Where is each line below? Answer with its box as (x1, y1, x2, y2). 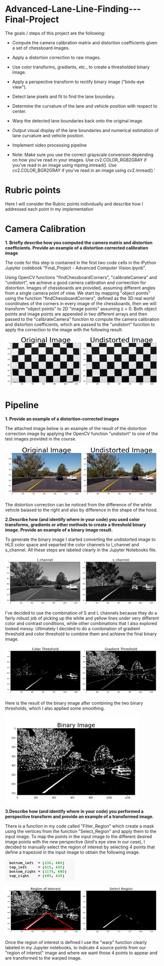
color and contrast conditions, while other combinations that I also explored (5, 621, 158, 626)
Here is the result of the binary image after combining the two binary (5, 700, 143, 706)
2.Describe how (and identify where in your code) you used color (5, 517, 140, 523)
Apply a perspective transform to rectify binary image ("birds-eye (12, 79, 144, 85)
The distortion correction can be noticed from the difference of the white (5, 502, 152, 508)
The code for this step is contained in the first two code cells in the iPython (5, 259, 157, 265)
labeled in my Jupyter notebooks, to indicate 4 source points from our (5, 945, 146, 951)
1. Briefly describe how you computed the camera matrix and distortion (5, 240, 153, 246)
